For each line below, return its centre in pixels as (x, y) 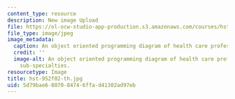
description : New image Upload (53, 20)
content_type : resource (42, 14)
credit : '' (29, 53)
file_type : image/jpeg (40, 33)
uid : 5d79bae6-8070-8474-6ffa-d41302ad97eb (72, 85)
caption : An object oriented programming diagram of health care (111, 46)
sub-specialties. (45, 66)
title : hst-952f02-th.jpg (45, 78)
